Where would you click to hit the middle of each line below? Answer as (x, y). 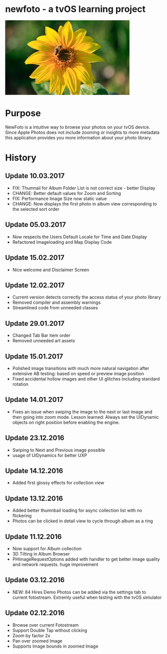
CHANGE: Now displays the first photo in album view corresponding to (85, 204)
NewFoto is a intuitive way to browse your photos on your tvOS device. (78, 127)
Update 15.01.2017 (34, 356)
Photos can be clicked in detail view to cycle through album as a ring (83, 521)
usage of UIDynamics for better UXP (50, 455)
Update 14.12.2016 (34, 471)
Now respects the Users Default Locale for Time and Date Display (80, 237)
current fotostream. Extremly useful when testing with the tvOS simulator (87, 597)
